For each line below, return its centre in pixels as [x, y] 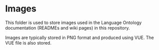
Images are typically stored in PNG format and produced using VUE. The [79, 37]
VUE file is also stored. [28, 42]
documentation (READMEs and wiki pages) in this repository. [68, 27]
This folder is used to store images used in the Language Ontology [74, 22]
